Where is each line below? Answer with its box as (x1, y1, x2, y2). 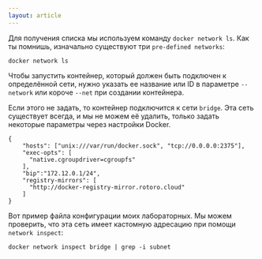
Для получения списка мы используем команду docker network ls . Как (8, 33, 250, 43)
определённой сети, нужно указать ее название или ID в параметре (8, 79, 239, 88)
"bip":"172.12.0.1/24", (22, 169, 101, 178)
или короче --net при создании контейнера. (35, 88, 185, 97)
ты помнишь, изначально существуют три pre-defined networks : (8, 41, 225, 51)
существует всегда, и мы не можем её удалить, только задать (8, 111, 219, 121)
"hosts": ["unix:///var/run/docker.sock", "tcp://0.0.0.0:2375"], (22, 141, 245, 150)
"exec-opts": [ (22, 148, 73, 156)
